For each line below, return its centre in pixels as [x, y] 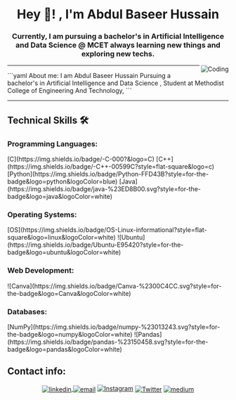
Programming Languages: [53, 143]
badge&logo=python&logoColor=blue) [63, 181]
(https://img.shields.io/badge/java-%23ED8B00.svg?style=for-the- [104, 189]
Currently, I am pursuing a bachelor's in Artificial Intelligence [118, 37]
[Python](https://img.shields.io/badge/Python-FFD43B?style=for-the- [108, 174]
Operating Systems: [42, 215]
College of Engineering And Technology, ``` [70, 91]
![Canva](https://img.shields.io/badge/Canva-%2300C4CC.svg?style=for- [114, 286]
